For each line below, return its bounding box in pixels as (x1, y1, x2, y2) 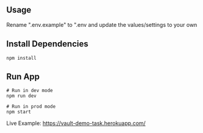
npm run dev (6, 93, 37, 99)
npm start (6, 109, 32, 115)
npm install (6, 55, 37, 61)
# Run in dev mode (6, 88, 53, 94)
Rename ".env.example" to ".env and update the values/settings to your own (6, 21, 198, 28)
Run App (6, 71, 40, 82)
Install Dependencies (6, 39, 88, 49)
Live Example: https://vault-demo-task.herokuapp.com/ (6, 120, 146, 127)
